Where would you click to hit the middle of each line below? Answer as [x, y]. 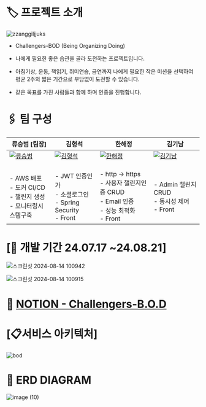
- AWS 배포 [26, 178]
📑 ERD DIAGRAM [49, 380]
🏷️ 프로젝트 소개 [45, 13]
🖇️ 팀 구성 [29, 119]
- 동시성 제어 [171, 201]
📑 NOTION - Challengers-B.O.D [86, 304]
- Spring [67, 202]
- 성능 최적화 [118, 211]
